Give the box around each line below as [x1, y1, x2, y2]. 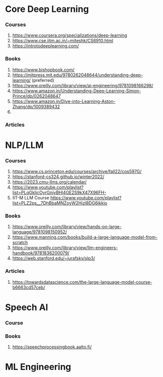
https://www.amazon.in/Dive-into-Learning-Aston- [12, 98, 116, 104]
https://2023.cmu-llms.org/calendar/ [12, 179, 87, 185]
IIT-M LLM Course [12, 195, 49, 201]
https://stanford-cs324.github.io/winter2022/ [12, 174, 105, 180]
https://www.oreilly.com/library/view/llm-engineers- [12, 245, 118, 251]
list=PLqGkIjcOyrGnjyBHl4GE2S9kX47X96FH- [12, 189, 107, 195]
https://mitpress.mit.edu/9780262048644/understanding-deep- [12, 72, 143, 78]
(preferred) [32, 77, 54, 83]
